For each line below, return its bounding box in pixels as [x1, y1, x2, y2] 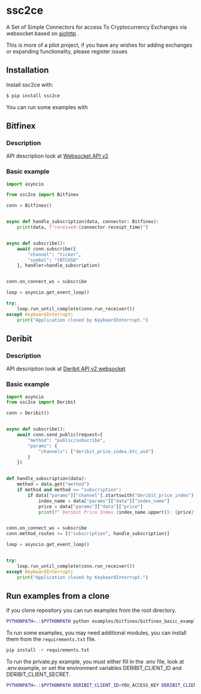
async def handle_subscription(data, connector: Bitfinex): [6, 219, 160, 225]
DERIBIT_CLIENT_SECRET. [6, 671, 71, 678]
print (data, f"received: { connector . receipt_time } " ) [17, 224, 148, 231]
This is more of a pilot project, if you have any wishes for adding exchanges [6, 41, 193, 49]
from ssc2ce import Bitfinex [6, 192, 79, 198]
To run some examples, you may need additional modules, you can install [6, 629, 187, 636]
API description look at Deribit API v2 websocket [6, 365, 126, 372]
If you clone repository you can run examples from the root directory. [6, 607, 176, 614]
